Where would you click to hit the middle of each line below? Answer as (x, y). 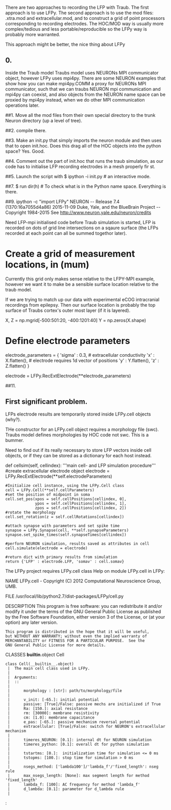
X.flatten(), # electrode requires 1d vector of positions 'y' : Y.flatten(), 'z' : (82, 360)
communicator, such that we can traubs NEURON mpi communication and (83, 89)
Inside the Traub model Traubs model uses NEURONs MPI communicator (82, 72)
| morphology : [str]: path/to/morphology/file (65, 691)
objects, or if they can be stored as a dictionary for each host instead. (79, 455)
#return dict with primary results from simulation (61, 557)
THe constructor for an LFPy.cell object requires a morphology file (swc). (82, 429)
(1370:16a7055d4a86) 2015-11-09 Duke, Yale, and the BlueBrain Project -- (83, 207)
